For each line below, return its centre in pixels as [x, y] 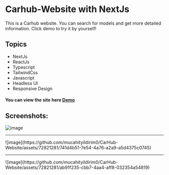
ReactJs [21, 62]
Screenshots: [27, 116]
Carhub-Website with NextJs [67, 9]
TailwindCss [25, 72]
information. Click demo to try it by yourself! [51, 28]
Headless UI [25, 83]
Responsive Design [32, 89]
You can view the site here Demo [40, 100]
